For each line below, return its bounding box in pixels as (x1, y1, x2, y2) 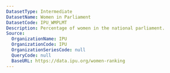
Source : (6, 31, 25, 36)
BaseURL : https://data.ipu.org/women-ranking (11, 58, 126, 64)
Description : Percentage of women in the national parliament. (6, 25, 165, 31)
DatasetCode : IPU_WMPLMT (6, 19, 67, 25)
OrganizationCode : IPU (11, 42, 67, 48)
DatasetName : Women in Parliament (6, 14, 91, 20)
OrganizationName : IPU (11, 36, 67, 42)
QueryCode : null (11, 52, 51, 58)
